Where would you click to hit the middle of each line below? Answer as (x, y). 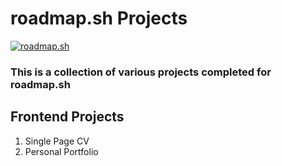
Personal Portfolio (61, 151)
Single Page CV (57, 141)
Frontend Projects (67, 117)
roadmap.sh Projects (99, 18)
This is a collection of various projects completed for (141, 72)
